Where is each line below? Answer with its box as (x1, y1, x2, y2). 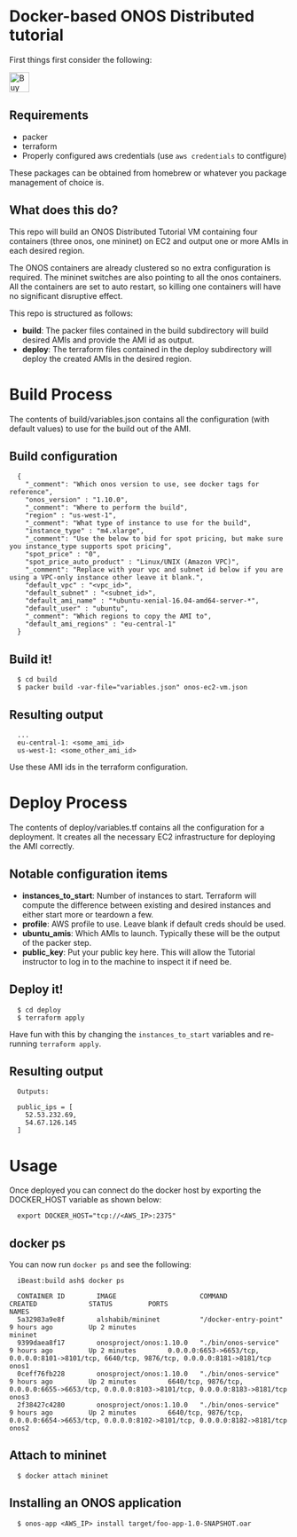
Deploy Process (9, 792, 128, 813)
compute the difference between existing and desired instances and (21, 899, 272, 910)
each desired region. (9, 245, 85, 256)
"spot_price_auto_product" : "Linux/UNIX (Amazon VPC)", (25, 557, 240, 567)
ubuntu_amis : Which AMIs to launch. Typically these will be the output (21, 927, 281, 938)
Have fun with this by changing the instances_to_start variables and (9, 1029, 262, 1039)
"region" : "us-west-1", (25, 511, 117, 520)
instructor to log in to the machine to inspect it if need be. (21, 956, 232, 966)
